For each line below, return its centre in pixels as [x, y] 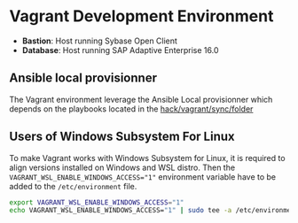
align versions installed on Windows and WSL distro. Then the [122, 167]
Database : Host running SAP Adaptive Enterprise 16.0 [120, 50]
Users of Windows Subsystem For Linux [122, 137]
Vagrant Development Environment [141, 16]
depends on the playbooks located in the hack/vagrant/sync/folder [131, 109]
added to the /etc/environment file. [73, 186]
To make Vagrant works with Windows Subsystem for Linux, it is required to [147, 158]
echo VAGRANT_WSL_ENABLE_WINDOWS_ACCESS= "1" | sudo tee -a [121, 211]
